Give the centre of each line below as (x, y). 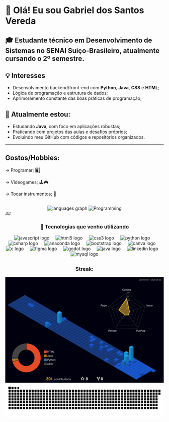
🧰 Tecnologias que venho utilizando (84, 227)
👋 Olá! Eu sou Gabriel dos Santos (75, 10)
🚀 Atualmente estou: (38, 114)
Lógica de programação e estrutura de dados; (60, 93)
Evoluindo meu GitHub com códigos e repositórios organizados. (78, 137)
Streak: (84, 269)
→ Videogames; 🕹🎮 (27, 182)
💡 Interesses (25, 75)
